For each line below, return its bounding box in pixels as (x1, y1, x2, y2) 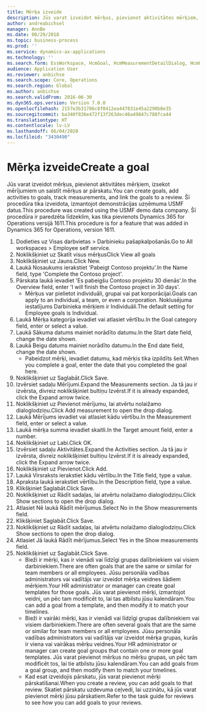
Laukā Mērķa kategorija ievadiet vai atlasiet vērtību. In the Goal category (15, 315, 197, 323)
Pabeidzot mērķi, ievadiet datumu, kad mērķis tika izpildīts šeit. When (24, 354, 199, 362)
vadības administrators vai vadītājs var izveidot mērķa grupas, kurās (24, 634, 198, 641)
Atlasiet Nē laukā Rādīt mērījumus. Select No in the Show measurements (15, 504, 197, 511)
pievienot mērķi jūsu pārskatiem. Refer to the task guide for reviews (24, 692, 194, 700)
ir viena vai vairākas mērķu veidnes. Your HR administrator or (24, 640, 177, 648)
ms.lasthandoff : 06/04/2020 (7, 128, 79, 134)
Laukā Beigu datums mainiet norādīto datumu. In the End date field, (15, 342, 185, 349)
